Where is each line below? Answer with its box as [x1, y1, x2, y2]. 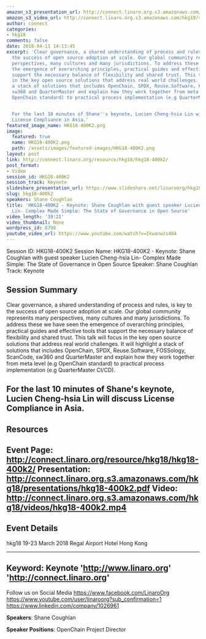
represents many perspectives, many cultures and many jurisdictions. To [6, 314, 190, 321]
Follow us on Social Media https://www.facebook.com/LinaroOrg [6, 589, 170, 596]
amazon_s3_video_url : [6, 15, 62, 21]
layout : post [6, 151, 40, 157]
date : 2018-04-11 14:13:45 [6, 44, 75, 50]
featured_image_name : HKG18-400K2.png [6, 122, 105, 129]
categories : [6, 26, 37, 33]
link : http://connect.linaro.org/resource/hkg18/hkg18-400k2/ [6, 156, 169, 163]
